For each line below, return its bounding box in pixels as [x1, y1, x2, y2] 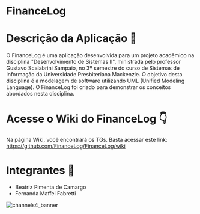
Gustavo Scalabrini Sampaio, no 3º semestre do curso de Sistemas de [6, 64, 180, 72]
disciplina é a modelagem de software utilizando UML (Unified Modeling [6, 77, 185, 85]
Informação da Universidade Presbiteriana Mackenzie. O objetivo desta [6, 71, 183, 78]
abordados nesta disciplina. [6, 90, 75, 97]
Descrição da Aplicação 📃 [6, 32, 137, 46]
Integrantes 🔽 [6, 164, 75, 177]
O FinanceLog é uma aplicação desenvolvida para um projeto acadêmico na [6, 52, 195, 59]
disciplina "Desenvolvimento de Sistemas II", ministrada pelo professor [6, 58, 181, 66]
